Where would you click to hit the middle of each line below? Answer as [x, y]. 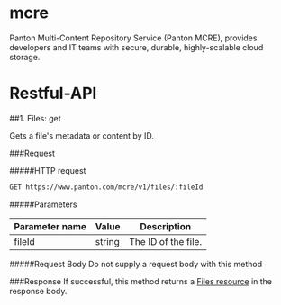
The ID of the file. [166, 241]
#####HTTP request [48, 170]
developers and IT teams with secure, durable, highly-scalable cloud [136, 47]
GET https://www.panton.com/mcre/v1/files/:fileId [106, 187]
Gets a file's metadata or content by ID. [82, 135]
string [107, 241]
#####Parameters [43, 204]
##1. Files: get [35, 118]
